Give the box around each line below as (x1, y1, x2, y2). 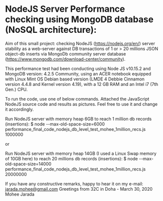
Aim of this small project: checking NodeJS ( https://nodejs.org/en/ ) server (5, 40, 156, 46)
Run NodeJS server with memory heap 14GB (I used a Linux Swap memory (5, 151, 157, 156)
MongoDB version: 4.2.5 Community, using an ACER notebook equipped (5, 71, 151, 76)
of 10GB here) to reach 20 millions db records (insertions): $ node (5, 155, 138, 161)
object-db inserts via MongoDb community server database (5, 50, 126, 57)
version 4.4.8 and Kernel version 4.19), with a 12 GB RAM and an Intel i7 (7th (5, 81, 159, 87)
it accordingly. (5, 106, 34, 112)
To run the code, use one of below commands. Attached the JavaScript (5, 96, 150, 101)
